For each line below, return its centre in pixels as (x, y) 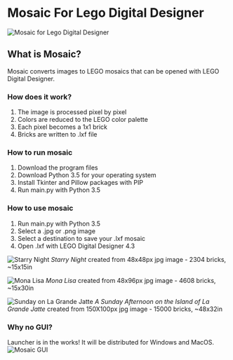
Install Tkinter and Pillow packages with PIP (80, 183)
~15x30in (21, 288)
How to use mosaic (40, 208)
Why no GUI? (30, 327)
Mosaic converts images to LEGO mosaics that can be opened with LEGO (113, 71)
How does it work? (40, 97)
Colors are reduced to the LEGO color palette (83, 120)
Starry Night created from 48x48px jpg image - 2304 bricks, (139, 259)
